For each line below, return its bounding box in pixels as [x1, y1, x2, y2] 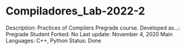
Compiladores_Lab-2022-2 [5, 4, 146, 18]
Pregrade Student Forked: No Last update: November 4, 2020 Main [5, 30, 173, 37]
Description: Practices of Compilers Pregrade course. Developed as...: [5, 24, 181, 31]
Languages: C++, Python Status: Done [5, 37, 101, 44]
